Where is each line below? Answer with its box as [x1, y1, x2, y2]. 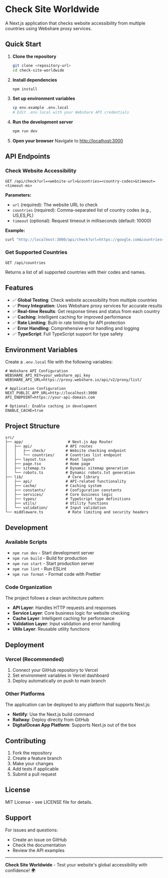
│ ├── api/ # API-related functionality [5, 479, 126, 484]
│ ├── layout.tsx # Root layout [5, 457, 95, 462]
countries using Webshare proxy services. [5, 25, 92, 31]
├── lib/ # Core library [5, 475, 99, 480]
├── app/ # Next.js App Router [5, 440, 113, 445]
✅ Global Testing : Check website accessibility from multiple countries [12, 297, 157, 303]
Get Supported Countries [5, 249, 67, 256]
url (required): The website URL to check [12, 202, 98, 208]
